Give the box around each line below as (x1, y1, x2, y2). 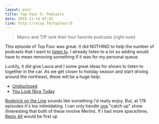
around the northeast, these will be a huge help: (5, 74, 101, 80)
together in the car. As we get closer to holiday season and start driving (5, 69, 148, 75)
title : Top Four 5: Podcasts (5, 12, 64, 17)
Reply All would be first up (5, 113, 58, 120)
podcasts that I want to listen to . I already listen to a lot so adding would (5, 49, 149, 55)
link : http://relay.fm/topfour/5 (5, 21, 73, 26)
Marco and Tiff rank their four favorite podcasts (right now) (17, 34, 136, 40)
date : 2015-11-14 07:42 (5, 16, 53, 21)
